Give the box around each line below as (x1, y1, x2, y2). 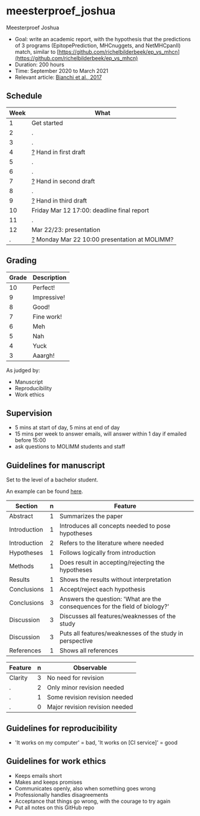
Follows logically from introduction (59, 548, 156, 557)
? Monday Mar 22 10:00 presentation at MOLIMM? (32, 235, 174, 243)
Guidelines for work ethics (6, 756, 106, 766)
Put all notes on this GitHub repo (14, 803, 95, 811)
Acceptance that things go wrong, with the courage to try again (14, 797, 171, 805)
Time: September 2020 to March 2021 (14, 67, 108, 74)
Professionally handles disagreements (14, 791, 109, 798)
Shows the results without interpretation (59, 575, 171, 584)
